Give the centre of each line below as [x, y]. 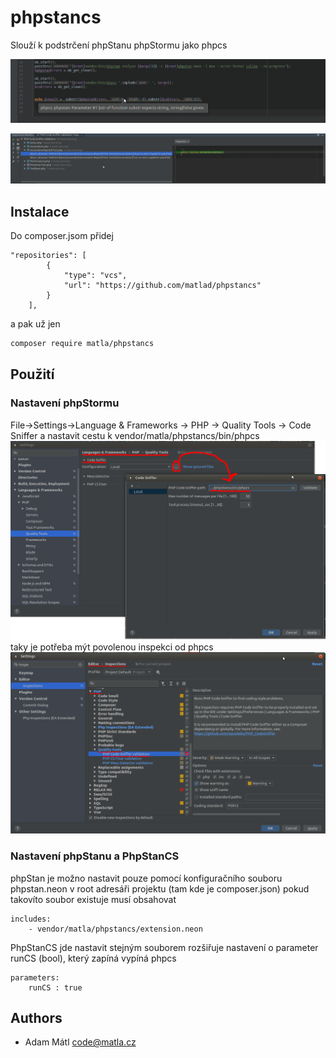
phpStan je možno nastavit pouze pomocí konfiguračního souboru [146, 878]
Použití [32, 374]
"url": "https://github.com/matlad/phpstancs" [162, 285]
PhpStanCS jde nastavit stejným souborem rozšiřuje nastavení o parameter [164, 947]
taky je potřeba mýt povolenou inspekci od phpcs [112, 647]
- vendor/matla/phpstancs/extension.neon [115, 929]
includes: [31, 919]
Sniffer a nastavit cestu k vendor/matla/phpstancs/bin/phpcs [135, 435]
